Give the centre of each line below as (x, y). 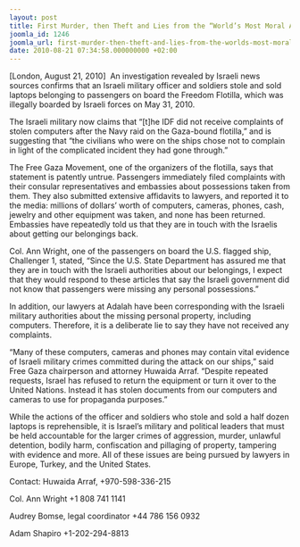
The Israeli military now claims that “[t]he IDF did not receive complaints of (146, 122)
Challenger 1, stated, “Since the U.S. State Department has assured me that (147, 261)
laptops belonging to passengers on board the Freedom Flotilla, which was (146, 95)
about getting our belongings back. (74, 234)
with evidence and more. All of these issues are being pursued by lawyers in (150, 455)
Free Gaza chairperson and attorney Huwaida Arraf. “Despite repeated (139, 371)
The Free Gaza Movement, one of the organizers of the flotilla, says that (142, 168)
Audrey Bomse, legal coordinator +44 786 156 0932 (105, 516)
